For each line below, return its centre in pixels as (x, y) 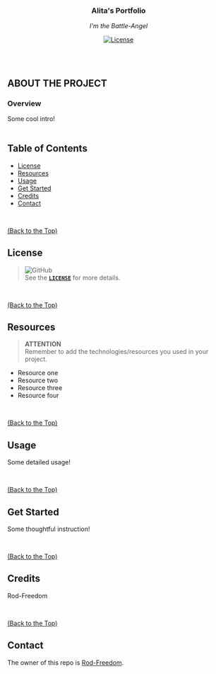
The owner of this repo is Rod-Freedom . (66, 662)
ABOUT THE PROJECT (57, 83)
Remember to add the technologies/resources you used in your (116, 352)
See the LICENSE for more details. (72, 278)
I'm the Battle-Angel (119, 26)
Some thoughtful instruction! (49, 529)
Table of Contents (48, 148)
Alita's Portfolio (119, 11)
